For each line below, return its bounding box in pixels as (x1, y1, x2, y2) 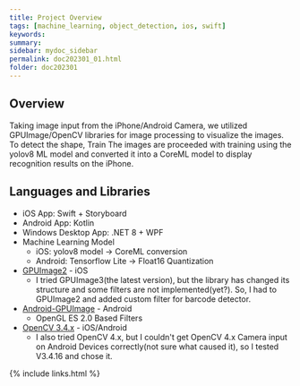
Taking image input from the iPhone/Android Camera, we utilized (9, 120, 248, 131)
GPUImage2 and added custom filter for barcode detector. (35, 293, 252, 305)
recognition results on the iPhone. (9, 158, 134, 168)
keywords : (9, 30, 47, 39)
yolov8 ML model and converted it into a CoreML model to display (9, 149, 253, 159)
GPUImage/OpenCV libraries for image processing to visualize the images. (9, 129, 285, 140)
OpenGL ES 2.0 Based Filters (35, 313, 143, 323)
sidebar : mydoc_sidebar (9, 47, 99, 56)
